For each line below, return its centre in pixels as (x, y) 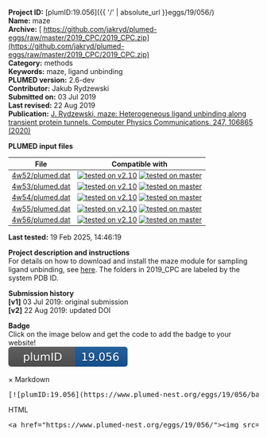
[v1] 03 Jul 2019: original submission (68, 302)
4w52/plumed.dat (41, 175)
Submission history (41, 294)
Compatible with (140, 164)
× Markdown (29, 380)
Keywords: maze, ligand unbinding (66, 71)
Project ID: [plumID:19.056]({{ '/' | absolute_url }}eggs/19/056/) (111, 12)
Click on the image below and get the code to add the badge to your (120, 334)
